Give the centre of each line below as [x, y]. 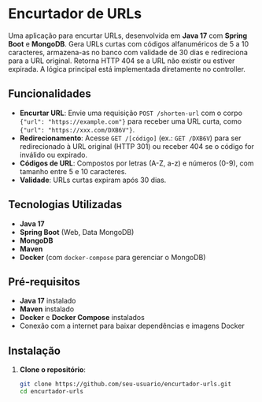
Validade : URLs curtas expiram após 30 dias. [93, 180]
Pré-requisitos [44, 282]
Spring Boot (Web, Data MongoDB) [77, 232]
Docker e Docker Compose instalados [82, 318]
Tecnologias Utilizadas [65, 205]
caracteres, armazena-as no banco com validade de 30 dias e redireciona [128, 52]
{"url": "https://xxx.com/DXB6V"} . [77, 129]
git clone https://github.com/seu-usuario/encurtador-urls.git [125, 384]
